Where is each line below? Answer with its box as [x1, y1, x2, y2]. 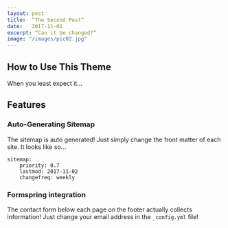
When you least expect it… [7, 79, 82, 87]
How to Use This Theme [7, 61, 111, 73]
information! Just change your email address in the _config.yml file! [7, 212, 199, 220]
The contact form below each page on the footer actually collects [7, 205, 192, 214]
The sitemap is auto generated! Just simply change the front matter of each [7, 135, 221, 144]
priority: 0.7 [19, 162, 60, 169]
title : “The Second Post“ [7, 16, 84, 23]
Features [7, 99, 46, 111]
